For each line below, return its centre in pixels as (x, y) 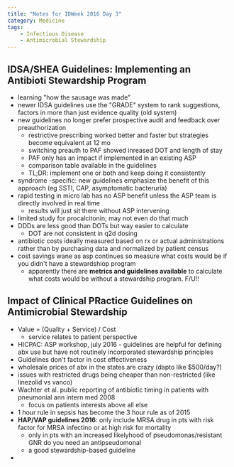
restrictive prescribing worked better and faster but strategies (118, 135)
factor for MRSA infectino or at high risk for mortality (94, 427)
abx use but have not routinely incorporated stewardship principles (116, 352)
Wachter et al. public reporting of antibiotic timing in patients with (113, 390)
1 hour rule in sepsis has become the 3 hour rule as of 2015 (104, 412)
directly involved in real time (59, 203)
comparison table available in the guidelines (93, 165)
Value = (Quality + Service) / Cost (67, 329)
